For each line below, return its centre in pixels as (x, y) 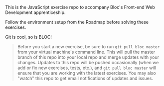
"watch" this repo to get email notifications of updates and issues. (85, 78)
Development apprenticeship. (35, 12)
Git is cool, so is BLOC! (29, 37)
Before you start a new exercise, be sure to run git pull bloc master (88, 46)
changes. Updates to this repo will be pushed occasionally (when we (88, 62)
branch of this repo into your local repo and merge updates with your (88, 57)
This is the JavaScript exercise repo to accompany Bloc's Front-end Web (80, 7)
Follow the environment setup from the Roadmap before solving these (77, 22)
